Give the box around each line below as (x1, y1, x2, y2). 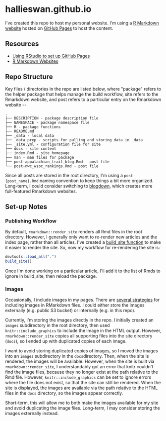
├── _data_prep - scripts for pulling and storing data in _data (5, 137, 143, 142)
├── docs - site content (5, 146, 56, 151)
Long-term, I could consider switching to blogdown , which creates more (5, 183, 153, 189)
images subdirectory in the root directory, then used (5, 322, 110, 328)
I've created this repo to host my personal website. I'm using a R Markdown (5, 20, 159, 26)
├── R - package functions (5, 124, 61, 129)
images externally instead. (5, 411, 59, 417)
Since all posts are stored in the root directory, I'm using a (5, 172, 123, 178)
